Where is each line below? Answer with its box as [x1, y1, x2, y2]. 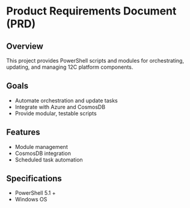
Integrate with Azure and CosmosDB [14, 103, 106, 110]
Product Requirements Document [6, 4, 177, 18]
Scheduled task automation [14, 156, 83, 163]
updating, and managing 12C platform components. [6, 63, 133, 71]
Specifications [6, 174, 62, 184]
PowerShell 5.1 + [14, 189, 56, 197]
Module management [14, 143, 68, 150]
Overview [6, 41, 44, 51]
